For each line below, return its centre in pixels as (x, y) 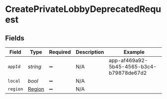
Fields (15, 38)
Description (90, 52)
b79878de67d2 (128, 73)
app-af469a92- (128, 60)
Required (60, 52)
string (35, 67)
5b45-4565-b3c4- (132, 67)
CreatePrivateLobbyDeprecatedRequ (83, 9)
